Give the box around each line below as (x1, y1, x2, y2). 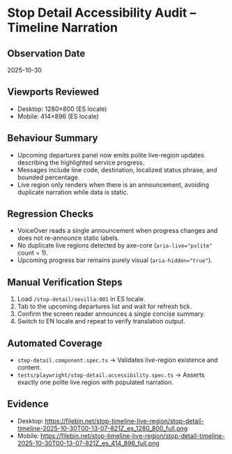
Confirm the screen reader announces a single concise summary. (17, 310, 206, 318)
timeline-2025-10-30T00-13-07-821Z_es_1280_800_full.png (17, 424, 188, 432)
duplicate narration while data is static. (17, 188, 129, 196)
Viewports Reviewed (7, 86, 100, 98)
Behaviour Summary (7, 133, 98, 144)
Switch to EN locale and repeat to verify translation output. (17, 317, 186, 326)
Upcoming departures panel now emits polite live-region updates (17, 151, 204, 159)
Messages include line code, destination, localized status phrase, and (17, 165, 217, 174)
